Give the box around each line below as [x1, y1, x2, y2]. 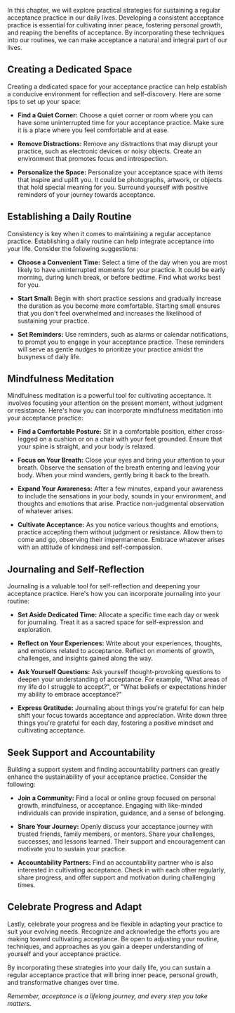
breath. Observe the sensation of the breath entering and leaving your [17, 463, 220, 472]
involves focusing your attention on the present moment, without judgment [7, 399, 223, 407]
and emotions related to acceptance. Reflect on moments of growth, [17, 647, 215, 655]
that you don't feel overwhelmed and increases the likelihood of [17, 309, 202, 317]
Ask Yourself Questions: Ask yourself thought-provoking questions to [17, 668, 221, 676]
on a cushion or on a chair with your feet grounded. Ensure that [39, 435, 222, 444]
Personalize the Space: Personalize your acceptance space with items [17, 168, 223, 176]
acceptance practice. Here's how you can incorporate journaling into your [7, 590, 221, 598]
